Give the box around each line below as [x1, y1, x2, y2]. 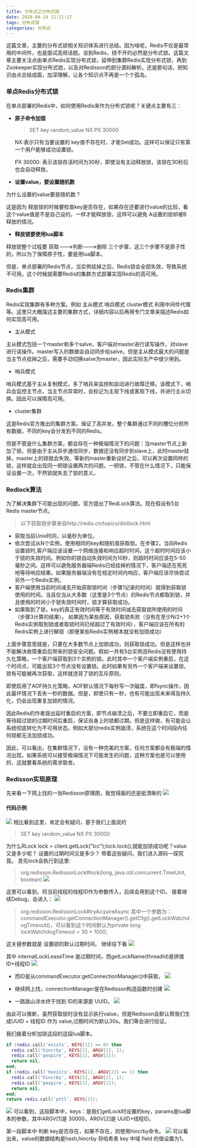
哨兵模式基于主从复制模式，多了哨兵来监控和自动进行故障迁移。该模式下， [6, 380, 186, 387]
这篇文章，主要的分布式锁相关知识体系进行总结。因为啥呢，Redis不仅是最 [6, 42, 184, 49]
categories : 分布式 [6, 25, 51, 31]
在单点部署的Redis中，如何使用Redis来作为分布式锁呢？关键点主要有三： [6, 102, 182, 109]
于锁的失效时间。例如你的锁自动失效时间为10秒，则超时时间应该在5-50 [14, 555, 186, 562]
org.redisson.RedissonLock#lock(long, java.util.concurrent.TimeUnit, [20, 869, 186, 876]
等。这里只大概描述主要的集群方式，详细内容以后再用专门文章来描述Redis [6, 308, 184, 315]
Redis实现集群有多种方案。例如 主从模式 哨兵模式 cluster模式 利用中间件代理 [6, 301, 191, 308]
